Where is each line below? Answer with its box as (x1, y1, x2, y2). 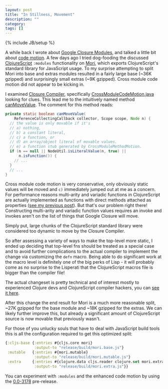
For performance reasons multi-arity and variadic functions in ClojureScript (5, 191, 160, 198)
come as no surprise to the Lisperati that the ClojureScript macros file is (5, 264, 153, 271)
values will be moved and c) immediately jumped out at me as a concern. (5, 186, 156, 192)
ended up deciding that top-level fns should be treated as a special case (5, 243, 154, 249)
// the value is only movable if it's (9, 121, 91, 126)
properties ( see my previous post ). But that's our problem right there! (5, 203, 147, 209)
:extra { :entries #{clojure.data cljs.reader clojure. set (7, 359, 140, 364)
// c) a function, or (9, 135, 55, 140)
